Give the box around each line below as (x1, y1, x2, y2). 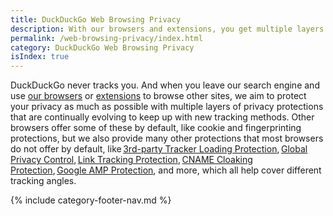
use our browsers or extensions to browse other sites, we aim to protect (10, 90, 307, 102)
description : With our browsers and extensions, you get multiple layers (10, 24, 325, 34)
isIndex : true (10, 52, 70, 62)
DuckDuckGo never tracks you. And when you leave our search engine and (10, 79, 320, 91)
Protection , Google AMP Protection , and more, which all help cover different (10, 164, 322, 176)
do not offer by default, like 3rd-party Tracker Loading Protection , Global (10, 143, 308, 155)
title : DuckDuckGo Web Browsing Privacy (10, 14, 182, 25)
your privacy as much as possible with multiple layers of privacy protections (10, 101, 324, 113)
